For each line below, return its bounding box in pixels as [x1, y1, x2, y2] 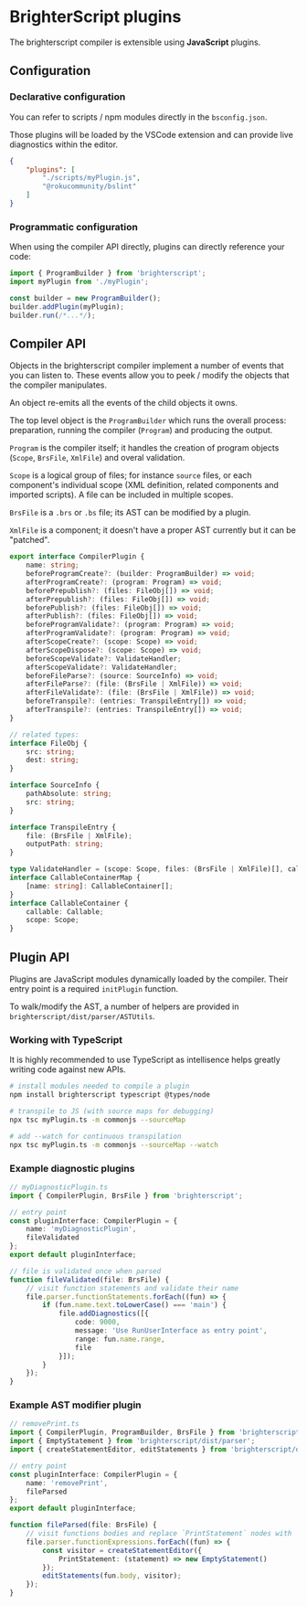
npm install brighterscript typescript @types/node [9, 1090, 210, 1100]
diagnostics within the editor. [9, 139, 119, 150]
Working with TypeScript [9, 1033, 123, 1046]
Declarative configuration [9, 90, 126, 103]
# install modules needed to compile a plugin [9, 1081, 190, 1091]
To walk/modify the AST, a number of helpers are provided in [9, 1001, 239, 1012]
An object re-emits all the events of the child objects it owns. [9, 398, 238, 409]
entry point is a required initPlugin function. [9, 984, 179, 994]
